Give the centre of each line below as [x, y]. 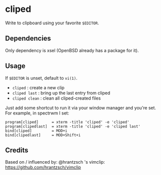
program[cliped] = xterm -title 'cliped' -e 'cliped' [67, 122]
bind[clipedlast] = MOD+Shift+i [43, 135]
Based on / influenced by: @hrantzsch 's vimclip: [55, 162]
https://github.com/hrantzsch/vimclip [43, 168]
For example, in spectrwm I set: [37, 113]
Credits [17, 150]
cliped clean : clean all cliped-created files [56, 98]
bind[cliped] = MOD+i [36, 131]
